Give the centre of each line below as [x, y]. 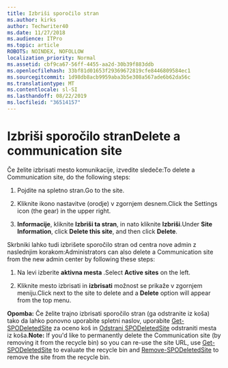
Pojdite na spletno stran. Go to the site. [71, 190]
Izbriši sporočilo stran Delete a [94, 136]
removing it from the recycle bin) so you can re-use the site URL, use [104, 342]
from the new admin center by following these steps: [81, 259]
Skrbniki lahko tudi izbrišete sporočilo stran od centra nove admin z [102, 244]
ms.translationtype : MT [41, 83]
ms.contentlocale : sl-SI [42, 90]
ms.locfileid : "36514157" [44, 103]
